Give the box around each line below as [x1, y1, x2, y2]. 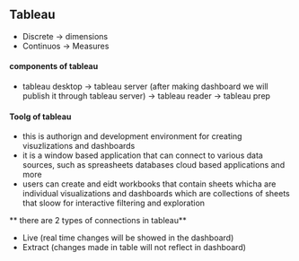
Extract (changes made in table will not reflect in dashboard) [22, 242, 247, 253]
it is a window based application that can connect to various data [22, 150, 263, 161]
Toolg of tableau [9, 111, 72, 122]
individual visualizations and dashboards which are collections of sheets [22, 188, 290, 199]
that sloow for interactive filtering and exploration [22, 197, 205, 209]
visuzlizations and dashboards [22, 141, 136, 152]
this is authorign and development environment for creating [22, 131, 242, 142]
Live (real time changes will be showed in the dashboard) [22, 232, 234, 243]
